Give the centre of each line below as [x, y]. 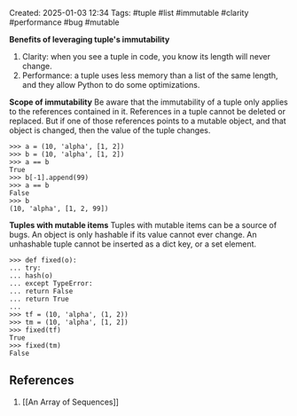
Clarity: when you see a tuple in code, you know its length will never [146, 56]
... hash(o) [31, 276]
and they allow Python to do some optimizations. [111, 85]
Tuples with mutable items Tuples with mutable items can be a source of [143, 225]
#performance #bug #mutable [64, 22]
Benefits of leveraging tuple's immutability [90, 39]
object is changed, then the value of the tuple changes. [110, 130]
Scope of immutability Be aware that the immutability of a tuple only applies [148, 102]
